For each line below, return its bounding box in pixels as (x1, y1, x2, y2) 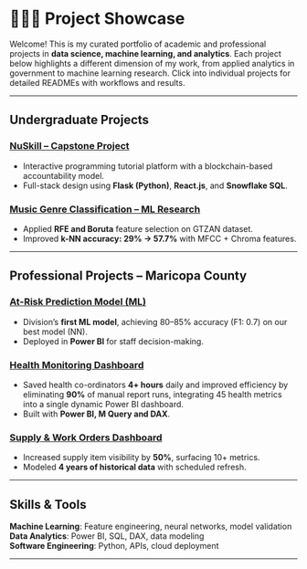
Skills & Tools (9, 497, 87, 512)
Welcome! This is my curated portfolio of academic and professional (9, 38, 267, 49)
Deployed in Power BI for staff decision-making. (22, 335, 204, 346)
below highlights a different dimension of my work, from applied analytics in (9, 58, 295, 68)
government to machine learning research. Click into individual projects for (9, 68, 291, 79)
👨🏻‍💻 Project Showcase (9, 8, 185, 29)
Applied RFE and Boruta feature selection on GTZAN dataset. (22, 223, 254, 234)
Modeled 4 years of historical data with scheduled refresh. (22, 461, 247, 473)
